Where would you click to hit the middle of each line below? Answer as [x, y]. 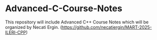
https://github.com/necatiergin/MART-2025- [107, 27]
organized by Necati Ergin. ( [34, 27]
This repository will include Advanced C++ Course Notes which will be [77, 22]
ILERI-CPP [16, 32]
